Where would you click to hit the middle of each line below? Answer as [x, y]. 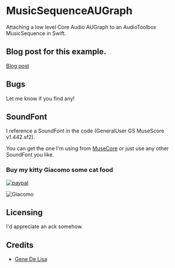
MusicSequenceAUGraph [69, 11]
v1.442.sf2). [21, 137]
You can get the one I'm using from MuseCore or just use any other [87, 148]
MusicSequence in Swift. [36, 33]
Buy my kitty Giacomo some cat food [60, 170]
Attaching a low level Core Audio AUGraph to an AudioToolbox [81, 27]
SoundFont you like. [30, 155]
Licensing [24, 213]
